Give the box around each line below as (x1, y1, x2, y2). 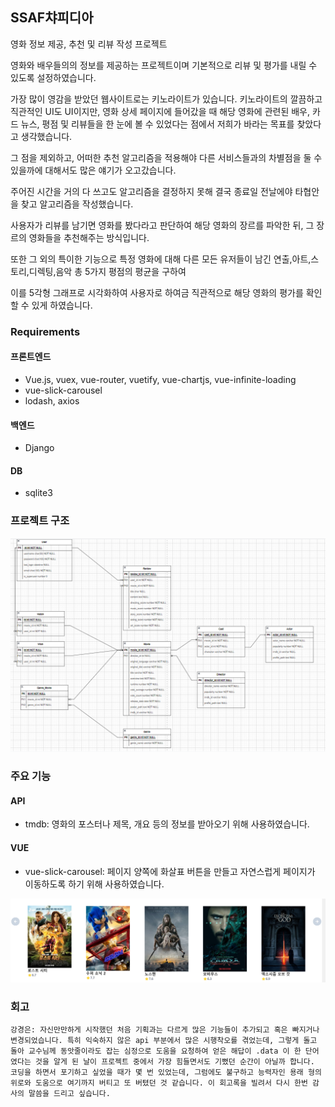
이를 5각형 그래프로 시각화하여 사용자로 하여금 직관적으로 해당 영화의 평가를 (10, 286, 304, 298)
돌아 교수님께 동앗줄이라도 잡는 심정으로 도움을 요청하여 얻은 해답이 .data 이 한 (10, 1046, 302, 1057)
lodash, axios (24, 394, 80, 407)
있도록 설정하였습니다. (10, 71, 97, 83)
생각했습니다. (20, 130, 73, 142)
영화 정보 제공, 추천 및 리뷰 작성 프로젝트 (10, 38, 168, 50)
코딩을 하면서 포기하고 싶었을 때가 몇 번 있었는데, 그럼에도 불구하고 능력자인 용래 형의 (10, 1068, 322, 1078)
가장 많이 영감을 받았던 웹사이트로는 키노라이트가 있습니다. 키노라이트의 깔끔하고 (10, 93, 323, 105)
